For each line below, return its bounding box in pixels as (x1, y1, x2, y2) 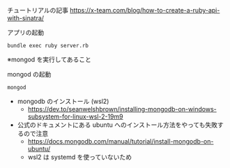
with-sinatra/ (7, 14, 44, 22)
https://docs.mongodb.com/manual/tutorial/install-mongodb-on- (27, 137, 214, 145)
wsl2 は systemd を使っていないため (27, 153, 132, 161)
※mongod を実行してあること (7, 55, 92, 63)
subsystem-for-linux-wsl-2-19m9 (27, 112, 123, 121)
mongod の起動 (7, 70, 52, 78)
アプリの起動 (7, 29, 44, 36)
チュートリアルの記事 (7, 6, 68, 14)
